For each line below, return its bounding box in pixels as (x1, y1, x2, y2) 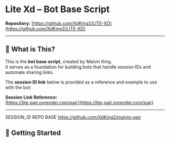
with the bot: (5, 84, 32, 90)
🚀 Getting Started (5, 129, 61, 137)
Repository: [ (5, 20, 34, 26)
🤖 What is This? (5, 45, 56, 54)
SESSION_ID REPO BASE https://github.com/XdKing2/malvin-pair (5, 114, 142, 120)
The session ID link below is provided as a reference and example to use (5, 79, 157, 85)
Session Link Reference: (5, 94, 58, 100)
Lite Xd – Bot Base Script (5, 4, 110, 15)
